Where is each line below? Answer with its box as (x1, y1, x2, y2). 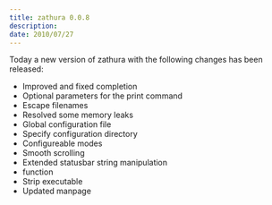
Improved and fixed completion (21, 81, 138, 92)
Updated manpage (21, 185, 92, 197)
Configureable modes (21, 138, 103, 149)
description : (9, 21, 58, 30)
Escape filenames (21, 100, 89, 111)
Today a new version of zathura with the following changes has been (9, 55, 263, 65)
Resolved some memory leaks (21, 109, 134, 121)
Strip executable (21, 176, 83, 187)
